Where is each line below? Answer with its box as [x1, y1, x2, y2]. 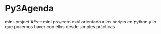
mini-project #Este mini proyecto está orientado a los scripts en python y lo [5, 19, 156, 24]
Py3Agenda [5, 3, 54, 14]
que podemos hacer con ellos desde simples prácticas [5, 23, 115, 29]
